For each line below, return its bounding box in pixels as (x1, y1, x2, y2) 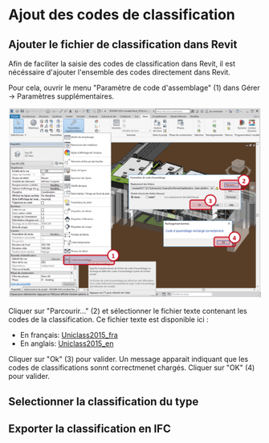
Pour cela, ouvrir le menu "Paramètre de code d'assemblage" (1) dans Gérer (8, 83, 261, 92)
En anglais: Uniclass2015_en (19, 339, 114, 348)
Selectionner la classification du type (8, 395, 199, 408)
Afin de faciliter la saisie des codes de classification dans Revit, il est (8, 59, 235, 68)
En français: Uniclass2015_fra (19, 331, 118, 340)
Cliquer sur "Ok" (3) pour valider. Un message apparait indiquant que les (8, 355, 249, 364)
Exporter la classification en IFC (8, 422, 171, 436)
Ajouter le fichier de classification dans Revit (8, 38, 238, 51)
